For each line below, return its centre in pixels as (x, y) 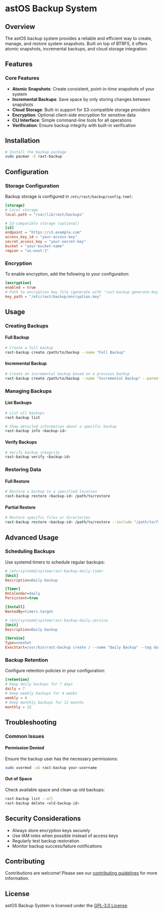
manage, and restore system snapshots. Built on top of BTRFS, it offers (76, 44)
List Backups (19, 403)
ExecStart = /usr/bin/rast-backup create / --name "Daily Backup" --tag (78, 647)
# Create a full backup (29, 348)
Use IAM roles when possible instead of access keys (65, 836)
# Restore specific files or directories (48, 518)
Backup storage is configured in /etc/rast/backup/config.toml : (69, 196)
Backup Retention (27, 660)
